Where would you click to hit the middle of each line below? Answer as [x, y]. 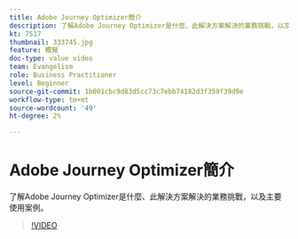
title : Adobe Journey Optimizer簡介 [75, 17]
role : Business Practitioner [63, 75]
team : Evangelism [41, 67]
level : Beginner [39, 83]
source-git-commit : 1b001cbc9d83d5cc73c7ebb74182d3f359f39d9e [126, 91]
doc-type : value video [51, 58]
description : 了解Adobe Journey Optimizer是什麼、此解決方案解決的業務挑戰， [143, 26]
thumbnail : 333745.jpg [51, 42]
